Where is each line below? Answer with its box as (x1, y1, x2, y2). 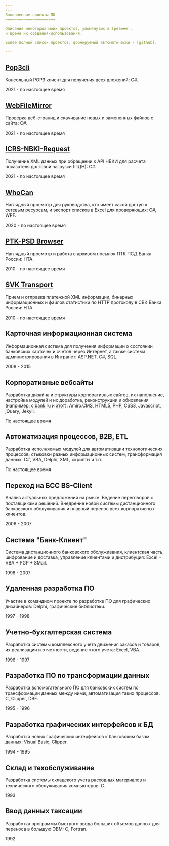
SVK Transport (5, 280, 53, 289)
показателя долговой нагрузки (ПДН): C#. (5, 164, 97, 170)
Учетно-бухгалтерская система (5, 628, 112, 637)
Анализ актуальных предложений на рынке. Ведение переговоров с (5, 495, 153, 501)
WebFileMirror (5, 101, 52, 110)
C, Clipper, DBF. (5, 696, 38, 702)
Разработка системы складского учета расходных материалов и (5, 777, 146, 783)
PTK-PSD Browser (5, 237, 64, 245)
